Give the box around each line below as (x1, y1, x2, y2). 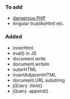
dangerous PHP (12, 15, 46, 21)
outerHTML (12, 66, 37, 72)
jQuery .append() (12, 88, 49, 94)
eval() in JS (12, 50, 37, 56)
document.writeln (12, 61, 50, 67)
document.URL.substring (12, 77, 65, 83)
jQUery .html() (12, 82, 43, 88)
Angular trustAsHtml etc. (12, 20, 64, 26)
